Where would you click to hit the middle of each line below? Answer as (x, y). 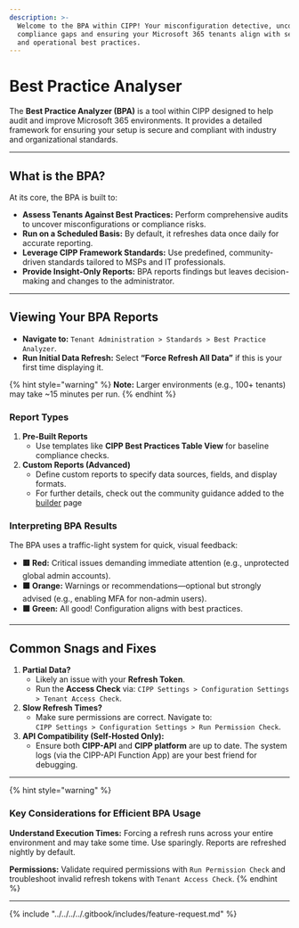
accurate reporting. (57, 243)
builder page (59, 503)
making (36, 281)
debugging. (57, 765)
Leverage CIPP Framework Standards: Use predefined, (125, 252)
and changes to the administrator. (113, 281)
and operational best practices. (79, 42)
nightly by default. (42, 851)
